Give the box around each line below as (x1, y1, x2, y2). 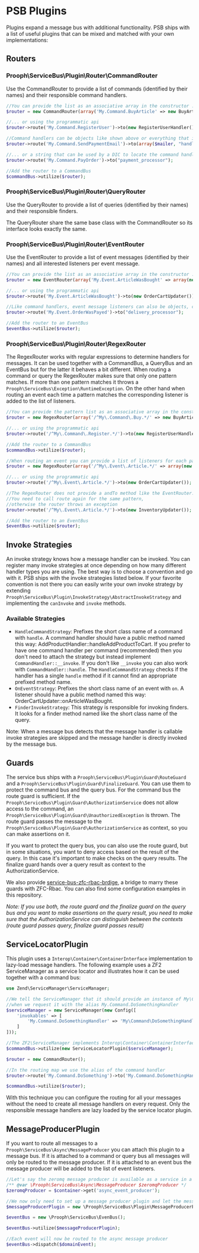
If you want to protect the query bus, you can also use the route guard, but (6, 842, 188, 849)
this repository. (6, 891, 43, 899)
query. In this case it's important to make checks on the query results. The (6, 855, 188, 862)
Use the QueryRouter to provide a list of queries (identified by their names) (6, 201, 188, 208)
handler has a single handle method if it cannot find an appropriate (14, 672, 177, 679)
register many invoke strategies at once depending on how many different (6, 562, 187, 569)
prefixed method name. (14, 679, 72, 686)
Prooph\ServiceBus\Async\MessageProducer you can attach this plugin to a (6, 1146, 185, 1153)
